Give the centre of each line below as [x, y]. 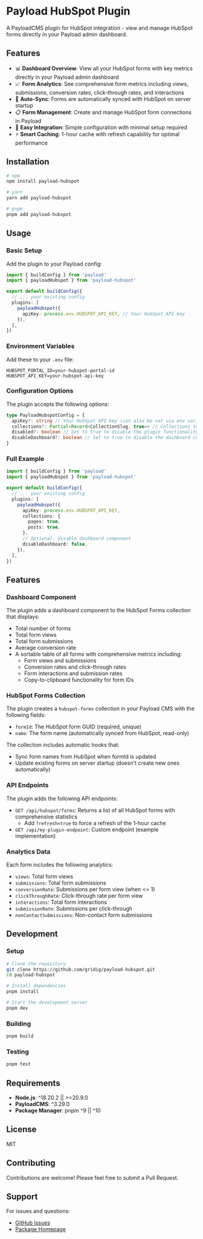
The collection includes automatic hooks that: [63, 745]
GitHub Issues [32, 1223]
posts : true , [44, 528]
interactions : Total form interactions [61, 902]
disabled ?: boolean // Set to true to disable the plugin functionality [105, 432]
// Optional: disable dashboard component [76, 539]
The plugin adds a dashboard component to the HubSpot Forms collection [99, 610]
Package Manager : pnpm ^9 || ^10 [58, 1110]
